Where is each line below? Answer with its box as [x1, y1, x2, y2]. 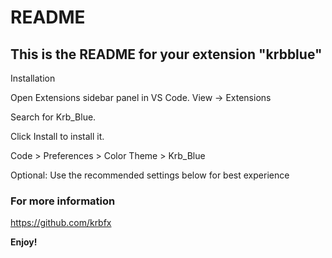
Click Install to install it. [10, 131, 105, 142]
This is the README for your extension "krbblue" [10, 46, 323, 63]
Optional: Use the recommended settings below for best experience [10, 169, 290, 181]
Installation [10, 72, 56, 84]
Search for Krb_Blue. [10, 111, 97, 123]
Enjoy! [10, 236, 38, 248]
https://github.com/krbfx [10, 217, 112, 229]
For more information [10, 194, 116, 208]
